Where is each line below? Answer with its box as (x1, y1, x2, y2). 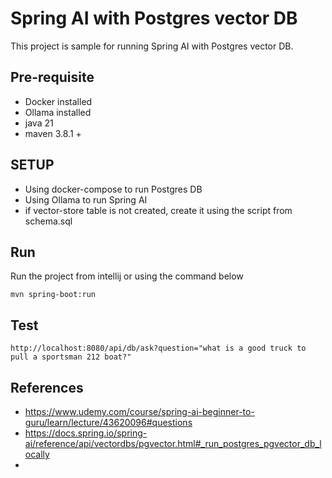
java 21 (24, 117, 54, 129)
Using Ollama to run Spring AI (24, 193, 148, 206)
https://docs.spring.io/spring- (24, 427, 148, 439)
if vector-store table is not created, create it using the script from (24, 204, 293, 216)
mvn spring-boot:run (10, 290, 97, 300)
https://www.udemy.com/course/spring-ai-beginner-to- (24, 406, 255, 417)
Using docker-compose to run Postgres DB (24, 183, 203, 195)
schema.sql (24, 215, 73, 227)
